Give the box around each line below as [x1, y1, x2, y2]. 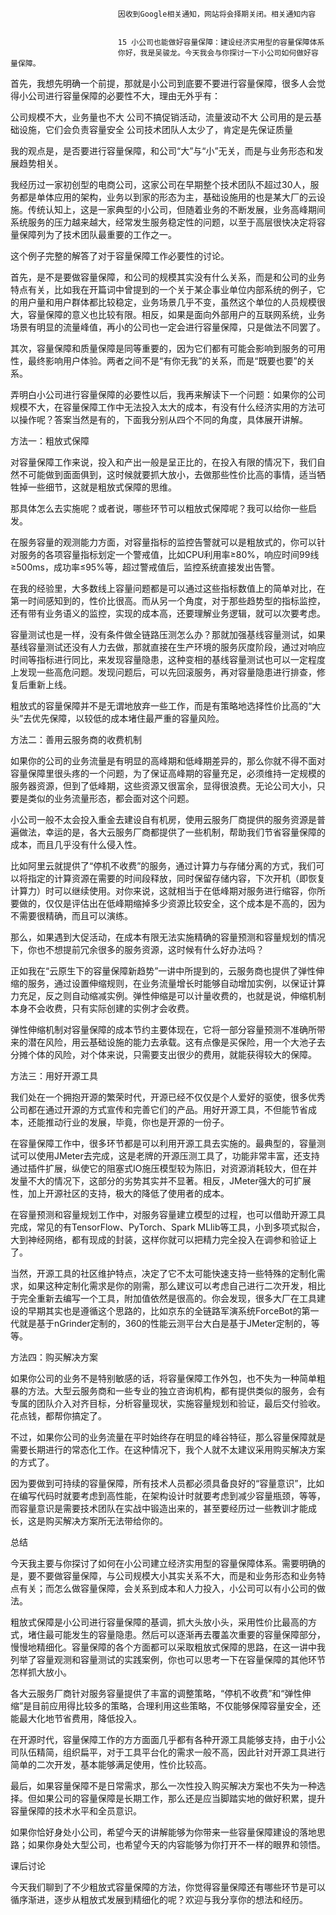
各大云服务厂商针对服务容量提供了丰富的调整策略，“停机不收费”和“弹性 [10, 1688, 303, 1699]
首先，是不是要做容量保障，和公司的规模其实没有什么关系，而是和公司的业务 [10, 271, 326, 283]
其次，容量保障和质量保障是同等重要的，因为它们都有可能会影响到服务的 [10, 343, 308, 354]
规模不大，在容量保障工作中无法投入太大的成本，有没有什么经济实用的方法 [10, 401, 317, 413]
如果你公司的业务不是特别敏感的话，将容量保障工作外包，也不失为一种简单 [10, 1373, 317, 1384]
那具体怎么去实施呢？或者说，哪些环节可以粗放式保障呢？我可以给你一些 [10, 503, 308, 514]
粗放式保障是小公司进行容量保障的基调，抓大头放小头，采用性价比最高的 [10, 1616, 308, 1628]
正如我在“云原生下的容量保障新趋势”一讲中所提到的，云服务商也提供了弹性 [10, 965, 317, 977]
